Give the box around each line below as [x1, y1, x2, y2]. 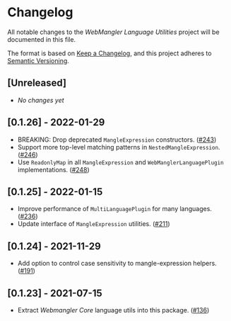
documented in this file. [7, 35, 76, 43]
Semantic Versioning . [7, 56, 69, 64]
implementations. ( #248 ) [17, 165, 90, 174]
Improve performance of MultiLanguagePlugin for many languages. [17, 205, 212, 213]
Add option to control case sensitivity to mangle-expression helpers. [17, 259, 217, 268]
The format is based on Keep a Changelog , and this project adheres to [7, 49, 212, 57]
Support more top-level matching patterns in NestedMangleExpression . [17, 142, 220, 151]
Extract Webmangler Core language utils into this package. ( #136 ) [17, 306, 210, 314]
